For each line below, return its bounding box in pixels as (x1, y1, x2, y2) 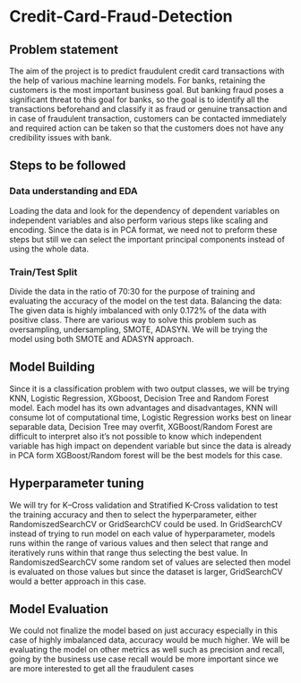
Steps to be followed (9, 158, 126, 174)
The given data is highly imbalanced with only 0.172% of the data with (9, 304, 267, 315)
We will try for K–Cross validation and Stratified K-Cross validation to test (9, 499, 279, 510)
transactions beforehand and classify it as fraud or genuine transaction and (9, 104, 288, 114)
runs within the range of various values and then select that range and (9, 537, 269, 548)
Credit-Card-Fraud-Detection (9, 6, 233, 27)
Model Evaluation (9, 602, 109, 617)
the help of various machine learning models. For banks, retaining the (9, 75, 266, 86)
